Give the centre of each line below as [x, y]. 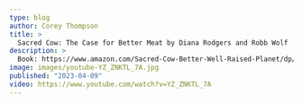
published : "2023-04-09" [56, 76]
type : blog [30, 17]
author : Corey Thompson [54, 26]
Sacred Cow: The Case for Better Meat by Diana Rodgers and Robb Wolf [153, 43]
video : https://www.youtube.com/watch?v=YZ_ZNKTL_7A [110, 84]
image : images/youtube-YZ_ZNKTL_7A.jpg [84, 68]
